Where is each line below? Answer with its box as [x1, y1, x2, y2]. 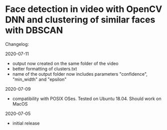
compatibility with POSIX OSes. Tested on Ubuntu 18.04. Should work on [12, 96, 162, 102]
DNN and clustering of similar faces [5, 14, 156, 25]
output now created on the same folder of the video [12, 60, 119, 66]
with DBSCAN [5, 25, 63, 36]
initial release [12, 120, 40, 126]
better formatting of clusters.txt [12, 66, 77, 72]
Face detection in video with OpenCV [5, 3, 163, 15]
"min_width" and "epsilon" [12, 76, 67, 82]
